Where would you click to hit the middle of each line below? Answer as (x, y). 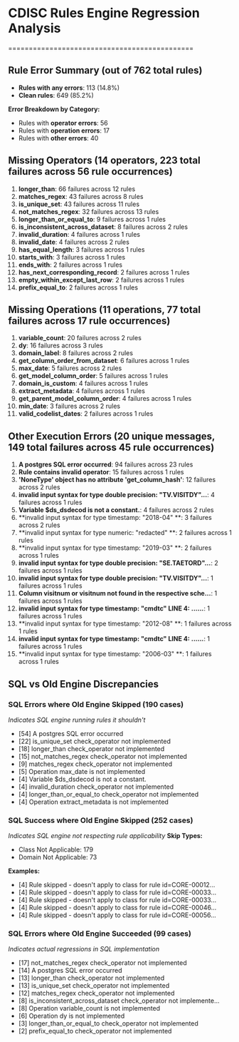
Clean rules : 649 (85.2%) (56, 95)
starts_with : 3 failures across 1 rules (72, 257)
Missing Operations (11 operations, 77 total (105, 309)
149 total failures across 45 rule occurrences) (111, 447)
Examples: (24, 871)
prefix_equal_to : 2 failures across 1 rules (78, 287)
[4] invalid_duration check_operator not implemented (96, 787)
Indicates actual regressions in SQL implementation (84, 949)
